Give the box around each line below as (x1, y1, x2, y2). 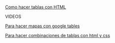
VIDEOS (5, 14, 21, 19)
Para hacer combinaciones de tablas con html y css (5, 33, 110, 38)
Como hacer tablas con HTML (5, 4, 66, 10)
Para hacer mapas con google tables (5, 23, 80, 29)
